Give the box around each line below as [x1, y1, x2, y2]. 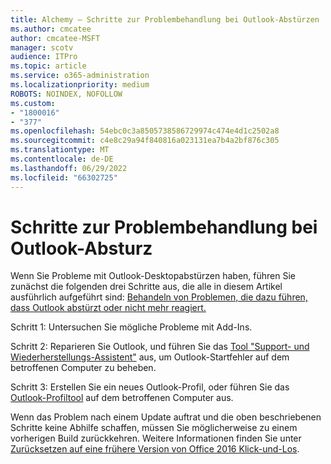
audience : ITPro [10, 52, 78, 62]
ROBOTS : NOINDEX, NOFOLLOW [10, 89, 123, 99]
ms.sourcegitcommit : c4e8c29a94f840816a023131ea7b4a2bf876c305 [10, 136, 280, 146]
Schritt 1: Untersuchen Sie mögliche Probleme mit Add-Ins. [10, 321, 253, 333]
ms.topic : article [10, 61, 87, 71]
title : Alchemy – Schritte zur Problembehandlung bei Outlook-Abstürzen [10, 14, 320, 25]
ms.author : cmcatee [10, 24, 92, 34]
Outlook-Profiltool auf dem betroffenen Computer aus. [10, 392, 234, 404]
